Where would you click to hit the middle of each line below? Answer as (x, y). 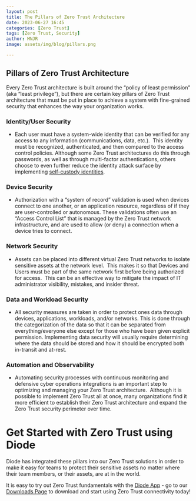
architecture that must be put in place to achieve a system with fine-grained (98, 100)
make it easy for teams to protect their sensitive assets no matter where (93, 467)
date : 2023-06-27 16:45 (35, 22)
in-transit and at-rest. (40, 349)
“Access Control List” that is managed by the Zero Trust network (93, 219)
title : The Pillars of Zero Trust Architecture (66, 17)
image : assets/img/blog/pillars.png (51, 45)
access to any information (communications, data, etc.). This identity (99, 140)
